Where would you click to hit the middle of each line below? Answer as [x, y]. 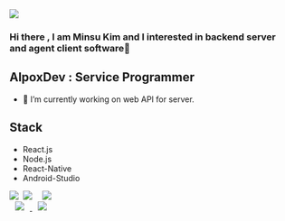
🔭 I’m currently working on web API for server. [108, 99]
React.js [38, 149]
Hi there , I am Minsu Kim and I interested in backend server [142, 37]
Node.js [37, 159]
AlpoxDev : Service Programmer [102, 77]
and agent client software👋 [70, 48]
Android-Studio [51, 178]
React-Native [47, 168]
